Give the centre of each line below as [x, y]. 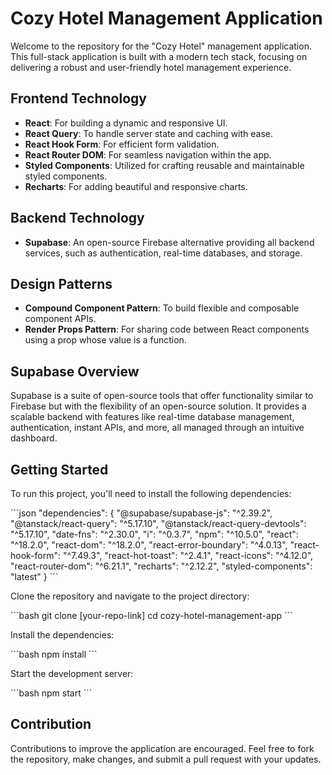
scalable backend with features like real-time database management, [152, 417]
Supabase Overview [75, 371]
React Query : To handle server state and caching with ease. [149, 133]
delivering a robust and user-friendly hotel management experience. [151, 67]
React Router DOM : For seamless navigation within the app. [148, 154]
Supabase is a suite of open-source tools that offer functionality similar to [162, 396]
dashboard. [34, 438]
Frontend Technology [78, 98]
